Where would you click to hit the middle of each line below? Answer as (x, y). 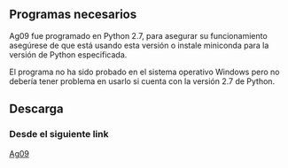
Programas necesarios (73, 15)
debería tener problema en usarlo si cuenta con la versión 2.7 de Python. (142, 81)
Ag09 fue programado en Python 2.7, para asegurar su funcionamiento (138, 35)
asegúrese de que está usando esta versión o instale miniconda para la (139, 45)
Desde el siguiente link (59, 134)
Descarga (36, 109)
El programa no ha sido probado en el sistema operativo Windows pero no (144, 72)
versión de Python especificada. (68, 54)
